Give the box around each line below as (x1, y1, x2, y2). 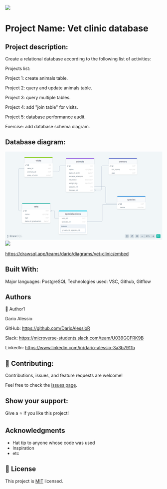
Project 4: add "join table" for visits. (5, 104, 78, 110)
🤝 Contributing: (5, 359, 54, 368)
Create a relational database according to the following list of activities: (5, 56, 151, 62)
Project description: (5, 42, 68, 51)
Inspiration (12, 445, 34, 451)
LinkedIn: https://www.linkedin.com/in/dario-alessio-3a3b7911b (5, 345, 136, 351)
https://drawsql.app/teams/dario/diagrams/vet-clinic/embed (5, 250, 129, 256)
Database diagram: (5, 138, 66, 147)
